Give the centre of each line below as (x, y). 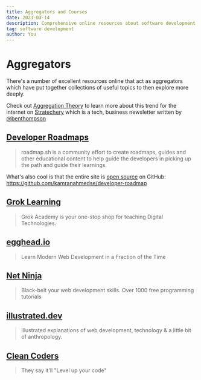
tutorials (31, 296)
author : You (21, 34)
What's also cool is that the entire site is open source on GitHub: (86, 177)
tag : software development (40, 29)
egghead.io (28, 242)
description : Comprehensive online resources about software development (101, 23)
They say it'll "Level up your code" (64, 370)
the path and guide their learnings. (64, 165)
